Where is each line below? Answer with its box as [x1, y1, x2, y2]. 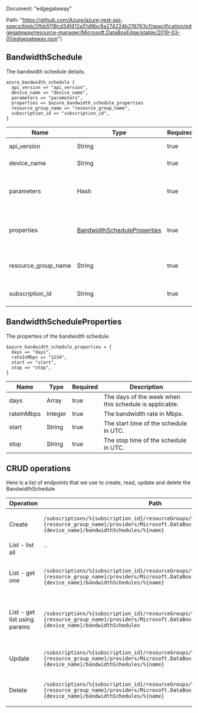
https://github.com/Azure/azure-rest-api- [22, 17, 123, 23]
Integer [46, 409, 67, 418]
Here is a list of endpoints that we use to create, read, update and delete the [6, 479, 191, 486]
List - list [9, 541, 34, 549]
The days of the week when [103, 392, 181, 400]
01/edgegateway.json [6, 35, 58, 42]
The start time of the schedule [103, 419, 187, 427]
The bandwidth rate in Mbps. [103, 409, 184, 418]
